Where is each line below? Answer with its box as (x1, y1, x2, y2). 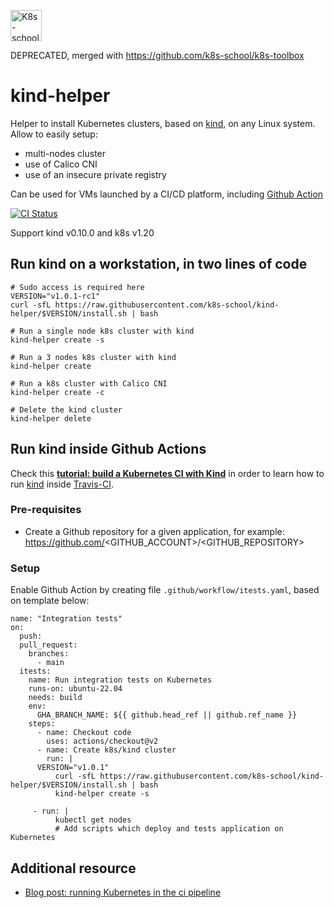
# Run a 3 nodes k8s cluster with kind (10, 352, 177, 362)
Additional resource (10, 860, 137, 877)
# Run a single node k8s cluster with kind (10, 326, 195, 336)
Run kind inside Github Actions (10, 441, 207, 458)
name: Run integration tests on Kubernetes (28, 675, 213, 685)
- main (36, 658, 65, 668)
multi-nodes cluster (24, 147, 107, 159)
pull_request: (19, 640, 78, 650)
